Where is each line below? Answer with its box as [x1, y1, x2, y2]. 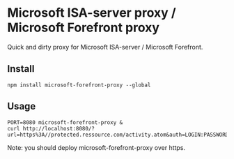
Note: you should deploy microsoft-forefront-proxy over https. [7, 143, 186, 151]
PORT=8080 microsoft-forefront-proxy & [7, 119, 123, 126]
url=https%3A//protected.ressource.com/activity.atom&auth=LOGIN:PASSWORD [7, 131, 229, 138]
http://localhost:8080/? [22, 125, 95, 132]
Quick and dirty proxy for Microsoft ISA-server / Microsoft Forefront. [7, 43, 203, 51]
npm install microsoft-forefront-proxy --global [7, 82, 151, 89]
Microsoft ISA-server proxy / [7, 5, 176, 21]
